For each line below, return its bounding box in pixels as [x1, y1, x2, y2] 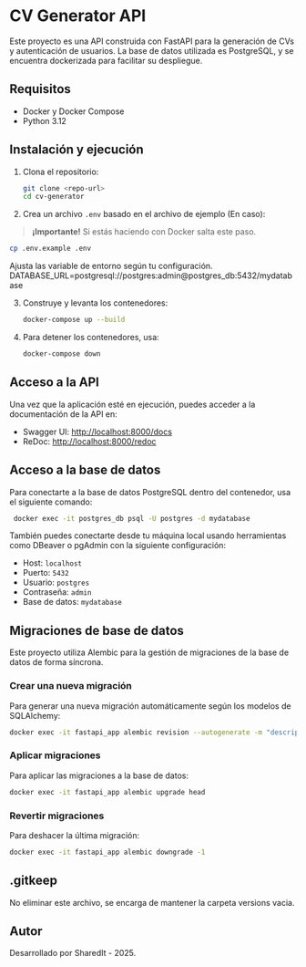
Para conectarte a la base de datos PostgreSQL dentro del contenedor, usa [9, 486, 291, 497]
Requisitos [9, 81, 71, 97]
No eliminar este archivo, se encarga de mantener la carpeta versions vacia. [9, 897, 295, 908]
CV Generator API [9, 5, 147, 26]
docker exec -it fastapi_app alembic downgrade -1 [9, 847, 206, 857]
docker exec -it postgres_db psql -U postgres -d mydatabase [13, 514, 250, 523]
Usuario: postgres [22, 577, 90, 588]
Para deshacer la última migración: [9, 829, 140, 840]
